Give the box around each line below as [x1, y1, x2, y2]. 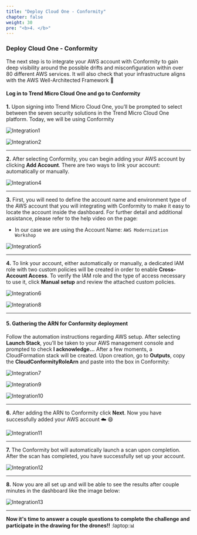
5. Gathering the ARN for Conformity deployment [6, 320, 128, 327]
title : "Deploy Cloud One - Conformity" [6, 8, 107, 15]
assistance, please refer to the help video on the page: [6, 215, 138, 222]
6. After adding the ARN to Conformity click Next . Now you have [6, 409, 162, 416]
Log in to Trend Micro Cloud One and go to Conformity [6, 90, 141, 97]
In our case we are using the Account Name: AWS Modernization [14, 226, 168, 233]
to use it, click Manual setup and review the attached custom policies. [6, 278, 176, 285]
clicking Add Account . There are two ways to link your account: [6, 161, 161, 168]
